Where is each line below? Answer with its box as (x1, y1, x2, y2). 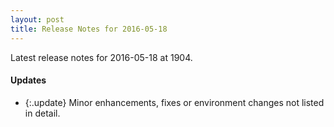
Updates (10, 74, 47, 86)
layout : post (10, 14, 65, 25)
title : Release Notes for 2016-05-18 (10, 24, 168, 34)
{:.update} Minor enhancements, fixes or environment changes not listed (24, 96, 325, 108)
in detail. (24, 107, 61, 119)
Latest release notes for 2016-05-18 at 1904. (10, 51, 193, 63)
